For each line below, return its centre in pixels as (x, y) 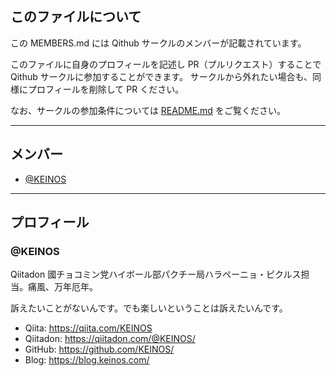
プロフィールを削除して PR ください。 (106, 89)
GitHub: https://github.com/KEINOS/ (99, 349)
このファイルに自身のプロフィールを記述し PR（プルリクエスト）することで (166, 64)
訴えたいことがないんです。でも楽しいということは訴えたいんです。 (149, 308)
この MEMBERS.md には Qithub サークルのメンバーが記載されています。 (158, 43)
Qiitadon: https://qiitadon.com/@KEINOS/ (110, 339)
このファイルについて (76, 17)
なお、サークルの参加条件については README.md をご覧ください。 (148, 110)
